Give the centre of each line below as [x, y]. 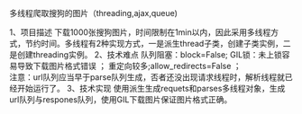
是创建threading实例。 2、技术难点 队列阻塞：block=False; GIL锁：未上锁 [146, 55]
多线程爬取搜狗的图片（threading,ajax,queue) [94, 13]
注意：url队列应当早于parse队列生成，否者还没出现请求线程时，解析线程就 [147, 77]
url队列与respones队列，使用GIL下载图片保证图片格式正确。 [121, 100]
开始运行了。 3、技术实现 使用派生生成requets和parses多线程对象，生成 [151, 88]
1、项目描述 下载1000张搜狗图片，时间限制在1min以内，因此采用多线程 [140, 32]
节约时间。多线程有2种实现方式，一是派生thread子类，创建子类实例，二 [158, 44]
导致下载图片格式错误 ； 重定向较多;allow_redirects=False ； [129, 66]
